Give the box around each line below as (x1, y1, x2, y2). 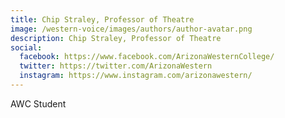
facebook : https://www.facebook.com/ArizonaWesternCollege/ (19, 52, 275, 62)
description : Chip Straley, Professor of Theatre (10, 33, 222, 43)
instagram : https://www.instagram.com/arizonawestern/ (19, 71, 253, 81)
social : (10, 42, 43, 53)
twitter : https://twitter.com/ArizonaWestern (19, 61, 213, 71)
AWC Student (10, 97, 67, 110)
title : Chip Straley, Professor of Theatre (10, 14, 195, 25)
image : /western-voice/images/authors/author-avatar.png (10, 24, 253, 34)
